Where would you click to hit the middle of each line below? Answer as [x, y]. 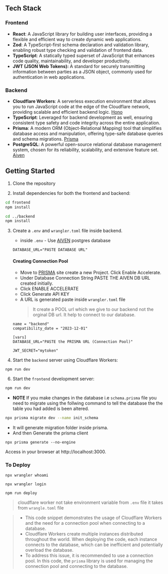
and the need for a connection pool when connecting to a [85, 523]
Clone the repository [34, 183]
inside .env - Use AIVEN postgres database [65, 241]
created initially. [36, 283]
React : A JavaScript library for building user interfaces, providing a [82, 34]
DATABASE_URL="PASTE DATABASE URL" [50, 250]
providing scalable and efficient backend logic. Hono [68, 112]
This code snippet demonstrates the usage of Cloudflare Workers [93, 518]
